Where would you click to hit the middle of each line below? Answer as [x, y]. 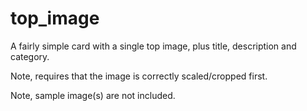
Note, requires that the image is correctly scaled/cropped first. [139, 76]
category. [30, 56]
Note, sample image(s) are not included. [93, 95]
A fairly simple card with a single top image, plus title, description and [153, 46]
